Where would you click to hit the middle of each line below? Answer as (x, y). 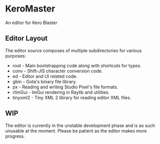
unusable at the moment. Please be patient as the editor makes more (76, 130)
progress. (15, 136)
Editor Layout (26, 38)
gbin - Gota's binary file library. (44, 81)
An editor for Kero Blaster (31, 23)
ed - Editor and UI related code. (45, 76)
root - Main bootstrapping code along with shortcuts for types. (77, 65)
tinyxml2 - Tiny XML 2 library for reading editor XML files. (72, 97)
